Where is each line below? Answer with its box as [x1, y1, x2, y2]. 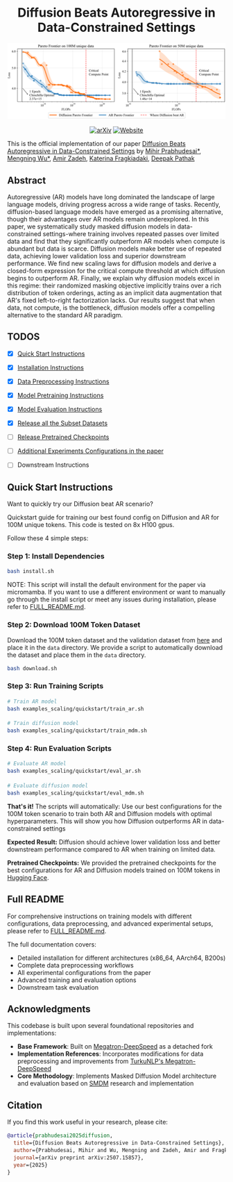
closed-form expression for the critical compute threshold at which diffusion [7, 266, 225, 275]
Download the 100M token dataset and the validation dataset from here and [7, 635, 223, 644]
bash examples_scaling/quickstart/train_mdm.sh [7, 727, 148, 734]
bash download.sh [7, 665, 58, 672]
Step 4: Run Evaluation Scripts [7, 744, 112, 754]
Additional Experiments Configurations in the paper [17, 447, 164, 456]
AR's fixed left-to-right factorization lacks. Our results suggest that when [7, 296, 215, 304]
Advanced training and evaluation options [17, 976, 137, 984]
